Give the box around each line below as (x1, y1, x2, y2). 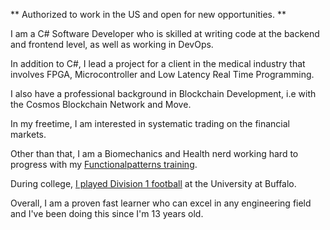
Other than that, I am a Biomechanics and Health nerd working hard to (10, 148, 299, 159)
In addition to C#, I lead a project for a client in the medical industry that (10, 58, 306, 69)
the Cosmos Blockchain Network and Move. (10, 99, 192, 110)
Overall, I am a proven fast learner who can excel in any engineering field (10, 197, 312, 209)
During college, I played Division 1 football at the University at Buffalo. (10, 178, 297, 189)
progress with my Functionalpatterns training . (10, 159, 198, 170)
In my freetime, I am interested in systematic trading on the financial (10, 118, 291, 129)
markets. (10, 129, 47, 140)
